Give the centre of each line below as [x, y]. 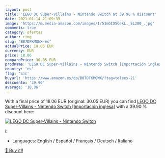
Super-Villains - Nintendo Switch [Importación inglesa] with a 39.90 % [76, 106]
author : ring [18, 37]
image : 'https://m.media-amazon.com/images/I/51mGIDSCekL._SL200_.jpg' [80, 23]
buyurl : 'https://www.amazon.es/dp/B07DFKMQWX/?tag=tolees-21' [71, 78]
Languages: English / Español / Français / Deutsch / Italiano [72, 141]
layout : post [18, 10]
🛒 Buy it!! [14, 150]
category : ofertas [24, 32]
